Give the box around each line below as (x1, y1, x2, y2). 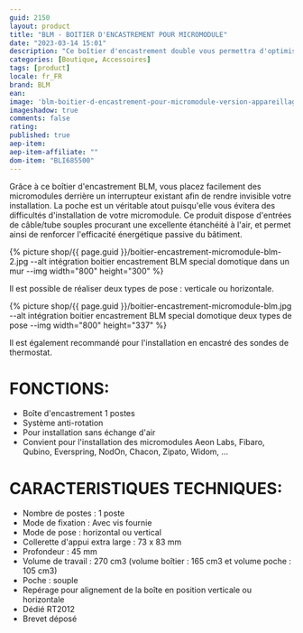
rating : (9, 123, 39, 132)
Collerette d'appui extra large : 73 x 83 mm (22, 536, 182, 547)
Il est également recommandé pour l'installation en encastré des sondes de (9, 337, 289, 348)
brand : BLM (9, 80, 50, 89)
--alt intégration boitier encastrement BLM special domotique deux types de (9, 310, 292, 321)
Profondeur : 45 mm (22, 546, 97, 557)
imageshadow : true (9, 106, 78, 115)
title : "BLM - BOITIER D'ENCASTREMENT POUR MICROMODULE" (9, 30, 228, 39)
